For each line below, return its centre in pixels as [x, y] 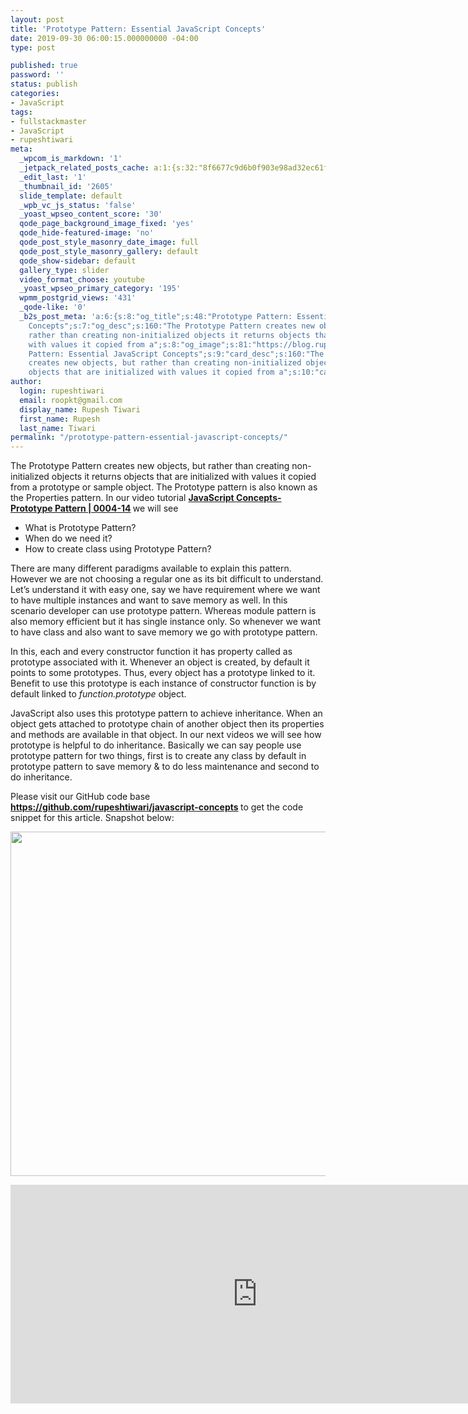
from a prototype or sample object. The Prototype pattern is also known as [164, 487]
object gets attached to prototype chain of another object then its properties [167, 724]
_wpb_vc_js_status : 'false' [78, 205]
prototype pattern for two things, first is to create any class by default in [158, 756]
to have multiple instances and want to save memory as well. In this [149, 600]
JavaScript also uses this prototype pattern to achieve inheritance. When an [166, 713]
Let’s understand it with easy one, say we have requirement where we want [165, 590]
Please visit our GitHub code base [80, 797]
